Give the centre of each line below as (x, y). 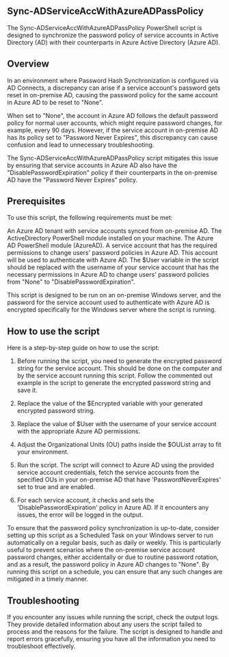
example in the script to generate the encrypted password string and (114, 383)
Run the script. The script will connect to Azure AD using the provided (115, 465)
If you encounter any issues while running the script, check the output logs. (113, 617)
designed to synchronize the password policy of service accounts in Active (113, 35)
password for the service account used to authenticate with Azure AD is (108, 302)
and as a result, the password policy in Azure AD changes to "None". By (108, 565)
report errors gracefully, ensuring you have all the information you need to (111, 639)
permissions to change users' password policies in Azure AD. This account (112, 253)
